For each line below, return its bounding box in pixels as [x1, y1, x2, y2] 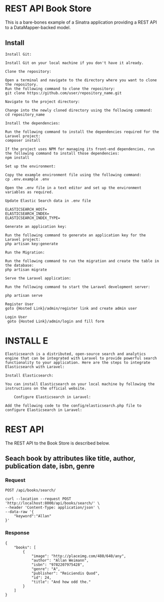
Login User [5, 315, 27, 319]
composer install [5, 138, 41, 143]
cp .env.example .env [5, 177, 50, 182]
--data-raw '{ [5, 509, 34, 514]
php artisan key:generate [5, 241, 58, 246]
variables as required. [5, 190, 54, 194]
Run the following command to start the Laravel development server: [5, 284, 151, 289]
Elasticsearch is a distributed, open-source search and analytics [5, 351, 146, 356]
